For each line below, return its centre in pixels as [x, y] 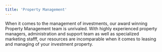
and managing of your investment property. [49, 44]
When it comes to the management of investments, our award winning [76, 23]
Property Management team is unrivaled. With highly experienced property [81, 28]
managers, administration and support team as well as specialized [72, 34]
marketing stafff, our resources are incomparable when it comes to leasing [81, 39]
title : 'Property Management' [36, 9]
